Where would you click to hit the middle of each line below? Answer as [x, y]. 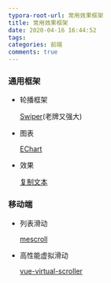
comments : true [33, 52]
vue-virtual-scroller [51, 271]
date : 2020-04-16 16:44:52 [52, 30]
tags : [17, 37]
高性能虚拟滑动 [44, 255]
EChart [31, 149]
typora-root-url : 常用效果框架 [56, 15]
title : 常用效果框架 [38, 23]
